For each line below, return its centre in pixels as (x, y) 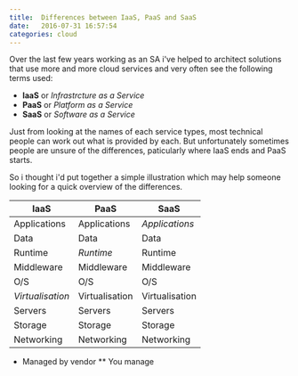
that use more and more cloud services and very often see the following (141, 69)
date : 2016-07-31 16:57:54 (63, 26)
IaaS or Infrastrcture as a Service (83, 95)
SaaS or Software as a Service (78, 114)
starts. (21, 160)
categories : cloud (43, 34)
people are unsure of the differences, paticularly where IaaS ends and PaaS (148, 151)
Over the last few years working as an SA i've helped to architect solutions (145, 60)
